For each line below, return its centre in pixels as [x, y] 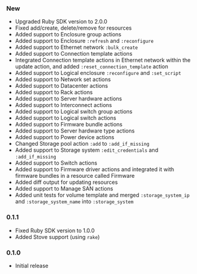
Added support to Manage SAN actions [64, 189]
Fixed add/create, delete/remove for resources [73, 28]
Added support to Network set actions [63, 79]
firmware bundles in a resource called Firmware [75, 176]
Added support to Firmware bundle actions [69, 125]
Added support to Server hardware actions [68, 99]
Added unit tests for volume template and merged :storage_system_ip [102, 195]
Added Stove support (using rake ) [57, 236]
